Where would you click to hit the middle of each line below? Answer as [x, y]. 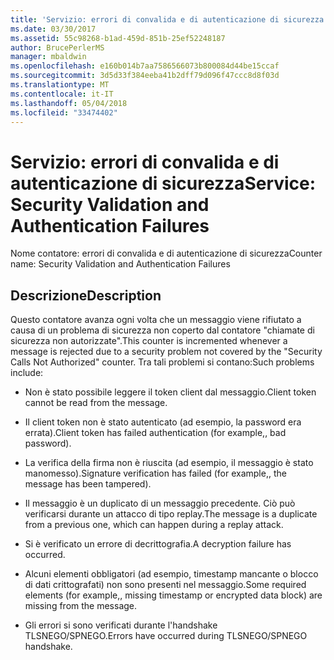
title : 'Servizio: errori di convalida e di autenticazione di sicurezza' [169, 19]
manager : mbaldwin [48, 57]
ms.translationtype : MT [60, 85]
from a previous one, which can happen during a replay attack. [154, 525]
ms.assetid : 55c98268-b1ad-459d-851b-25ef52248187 [118, 38]
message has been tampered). [88, 484]
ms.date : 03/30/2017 [53, 29]
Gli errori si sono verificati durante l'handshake [121, 625]
